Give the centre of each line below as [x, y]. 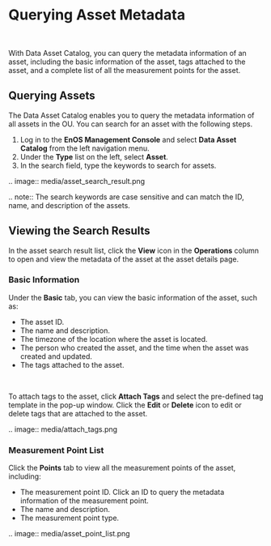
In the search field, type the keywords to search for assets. [118, 165]
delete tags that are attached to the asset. [78, 413]
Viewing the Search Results [80, 231]
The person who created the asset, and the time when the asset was [134, 348]
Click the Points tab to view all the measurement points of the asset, [122, 468]
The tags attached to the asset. [72, 365]
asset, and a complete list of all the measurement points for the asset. [125, 70]
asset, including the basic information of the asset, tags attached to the [127, 62]
